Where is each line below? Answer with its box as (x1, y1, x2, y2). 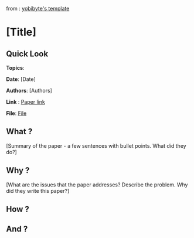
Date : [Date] (6, 76, 36, 83)
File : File (6, 110, 27, 117)
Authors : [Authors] (6, 87, 53, 94)
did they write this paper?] (6, 187, 70, 194)
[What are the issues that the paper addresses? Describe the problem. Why (6, 181, 188, 188)
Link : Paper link (6, 98, 45, 105)
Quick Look (6, 49, 49, 59)
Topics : (6, 64, 25, 71)
